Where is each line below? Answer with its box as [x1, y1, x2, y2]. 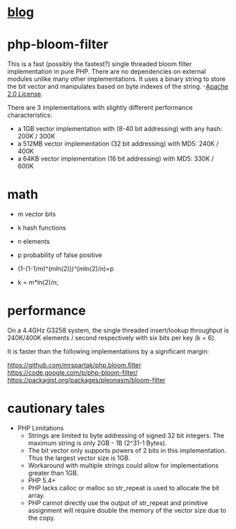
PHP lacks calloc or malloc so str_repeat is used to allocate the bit [27, 483, 220, 492]
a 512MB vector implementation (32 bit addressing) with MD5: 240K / [17, 139, 219, 148]
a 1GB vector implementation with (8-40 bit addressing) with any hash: [17, 125, 223, 133]
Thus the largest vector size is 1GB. [27, 454, 130, 462]
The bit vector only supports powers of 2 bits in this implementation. [27, 446, 227, 454]
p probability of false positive [17, 251, 102, 259]
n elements [17, 237, 51, 246]
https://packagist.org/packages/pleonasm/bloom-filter [7, 376, 166, 384]
